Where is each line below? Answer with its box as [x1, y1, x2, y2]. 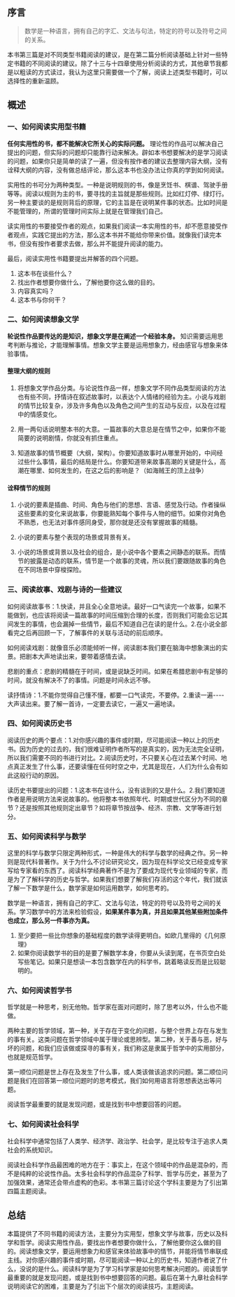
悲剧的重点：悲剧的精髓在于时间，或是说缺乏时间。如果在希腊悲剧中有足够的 [7, 667, 228, 675]
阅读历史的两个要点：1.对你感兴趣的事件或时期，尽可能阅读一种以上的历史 [7, 736, 220, 744]
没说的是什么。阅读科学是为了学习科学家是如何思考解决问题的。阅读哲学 [19, 1264, 228, 1272]
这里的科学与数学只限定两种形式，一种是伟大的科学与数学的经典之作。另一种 [7, 849, 228, 858]
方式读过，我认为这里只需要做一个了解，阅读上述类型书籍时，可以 [37, 67, 228, 76]
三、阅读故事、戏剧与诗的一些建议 [7, 585, 122, 594]
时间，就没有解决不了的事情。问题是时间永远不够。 [7, 676, 155, 684]
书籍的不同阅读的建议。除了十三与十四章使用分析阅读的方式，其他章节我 [13, 59, 222, 67]
